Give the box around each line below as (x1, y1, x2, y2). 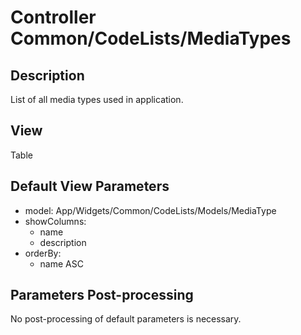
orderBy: (24, 247, 62, 259)
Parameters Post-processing (10, 287, 194, 304)
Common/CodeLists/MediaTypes (10, 27, 292, 50)
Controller (10, 6, 97, 29)
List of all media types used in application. (10, 94, 184, 105)
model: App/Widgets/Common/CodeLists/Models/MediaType (24, 204, 277, 216)
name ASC (39, 257, 84, 270)
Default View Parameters (10, 178, 170, 195)
